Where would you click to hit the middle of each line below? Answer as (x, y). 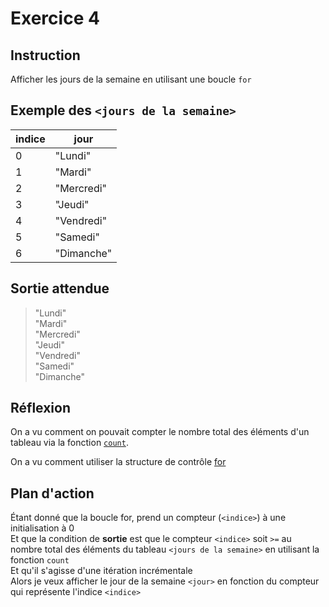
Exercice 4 (55, 18)
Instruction (45, 55)
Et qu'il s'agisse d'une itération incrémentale (101, 571)
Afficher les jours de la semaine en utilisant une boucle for (131, 79)
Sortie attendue (60, 288)
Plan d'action (52, 493)
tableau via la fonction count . (69, 443)
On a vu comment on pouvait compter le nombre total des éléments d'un (160, 432)
